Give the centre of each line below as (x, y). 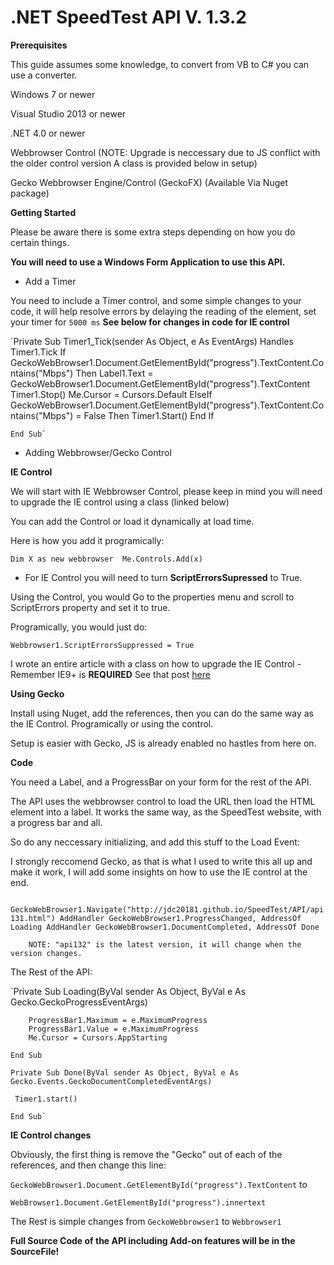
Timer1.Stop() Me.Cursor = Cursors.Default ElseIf (111, 394)
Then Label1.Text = (114, 373)
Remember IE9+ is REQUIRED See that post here (110, 674)
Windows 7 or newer (53, 94)
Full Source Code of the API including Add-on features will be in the (153, 1240)
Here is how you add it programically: (87, 540)
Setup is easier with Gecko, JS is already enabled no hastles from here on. (163, 743)
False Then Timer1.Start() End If (149, 415)
